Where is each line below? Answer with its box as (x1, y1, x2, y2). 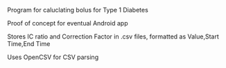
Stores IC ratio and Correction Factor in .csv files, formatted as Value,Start (7, 32, 220, 41)
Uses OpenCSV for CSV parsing (7, 53, 99, 61)
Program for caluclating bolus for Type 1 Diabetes (7, 6, 149, 14)
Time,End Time (7, 40, 51, 47)
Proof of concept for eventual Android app (7, 19, 128, 27)
